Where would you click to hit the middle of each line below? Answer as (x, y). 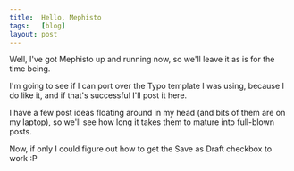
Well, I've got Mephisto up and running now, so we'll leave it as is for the (142, 60)
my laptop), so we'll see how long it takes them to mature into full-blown (142, 122)
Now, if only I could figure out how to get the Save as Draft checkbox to (141, 149)
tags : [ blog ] (38, 26)
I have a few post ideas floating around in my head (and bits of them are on (147, 113)
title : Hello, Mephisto (55, 17)
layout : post (34, 34)
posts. (21, 132)
